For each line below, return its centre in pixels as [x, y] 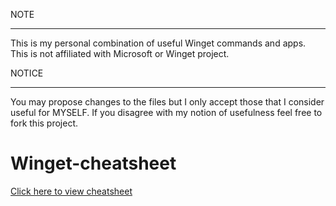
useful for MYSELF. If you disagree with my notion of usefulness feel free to [166, 112]
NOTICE [27, 73]
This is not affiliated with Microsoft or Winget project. [120, 53]
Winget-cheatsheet [93, 163]
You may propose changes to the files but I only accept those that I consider [167, 102]
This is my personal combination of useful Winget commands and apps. [158, 43]
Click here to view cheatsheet [71, 191]
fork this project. [44, 123]
